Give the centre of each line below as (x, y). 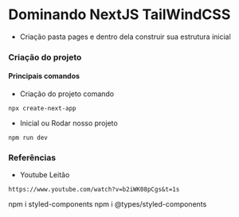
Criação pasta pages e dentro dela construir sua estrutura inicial (125, 37)
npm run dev (28, 138)
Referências (32, 157)
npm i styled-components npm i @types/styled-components (108, 204)
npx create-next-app (43, 109)
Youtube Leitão (45, 175)
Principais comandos (44, 76)
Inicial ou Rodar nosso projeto (69, 123)
